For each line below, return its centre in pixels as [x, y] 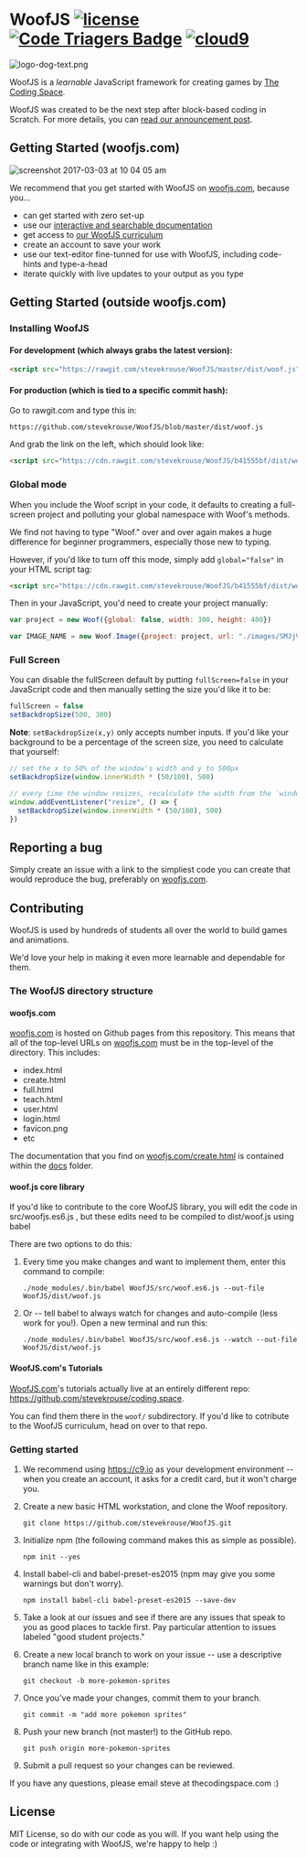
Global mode [38, 485]
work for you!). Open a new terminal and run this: [115, 1323]
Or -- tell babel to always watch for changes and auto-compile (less [150, 1314]
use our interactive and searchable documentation [117, 225]
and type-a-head [75, 263]
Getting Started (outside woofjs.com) [118, 302]
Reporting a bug [56, 848]
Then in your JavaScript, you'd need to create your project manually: [139, 603]
